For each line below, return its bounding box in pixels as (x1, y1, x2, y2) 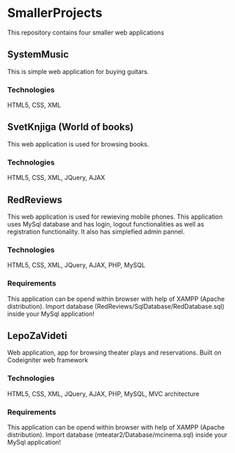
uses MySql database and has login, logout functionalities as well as (7, 219, 205, 228)
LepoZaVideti (7, 329, 68, 342)
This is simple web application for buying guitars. (7, 67, 149, 75)
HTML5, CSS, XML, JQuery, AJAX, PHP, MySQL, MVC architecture (7, 389, 200, 398)
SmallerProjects (7, 5, 103, 21)
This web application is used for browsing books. (7, 139, 149, 148)
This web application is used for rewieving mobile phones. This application (7, 212, 223, 221)
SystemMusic (7, 49, 69, 60)
